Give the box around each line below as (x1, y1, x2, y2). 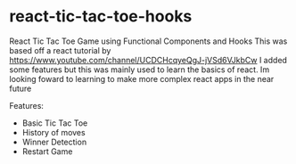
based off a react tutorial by (9, 45, 111, 55)
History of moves (21, 127, 86, 137)
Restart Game (21, 145, 73, 157)
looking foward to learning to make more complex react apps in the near (9, 73, 275, 84)
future (9, 83, 32, 94)
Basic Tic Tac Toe (21, 118, 88, 128)
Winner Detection (21, 136, 87, 147)
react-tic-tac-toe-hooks (9, 6, 193, 27)
